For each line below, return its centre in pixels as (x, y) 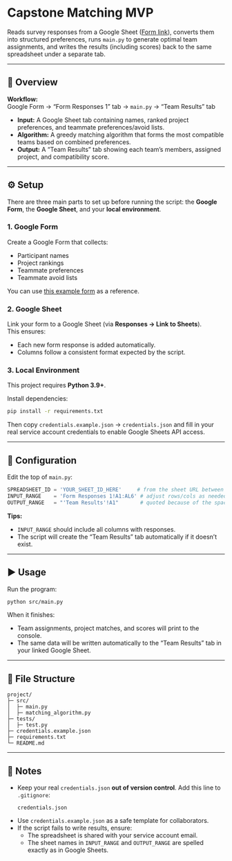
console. (29, 636)
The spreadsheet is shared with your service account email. (113, 835)
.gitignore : (33, 795)
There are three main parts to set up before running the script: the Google (112, 202)
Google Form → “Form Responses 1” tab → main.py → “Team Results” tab (112, 106)
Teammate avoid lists (47, 277)
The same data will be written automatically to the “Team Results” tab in (119, 643)
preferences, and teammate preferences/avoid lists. (91, 127)
